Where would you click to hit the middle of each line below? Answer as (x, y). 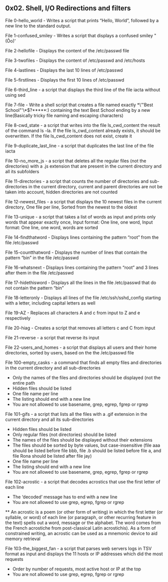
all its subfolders (22, 171)
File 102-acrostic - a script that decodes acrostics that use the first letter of (83, 482)
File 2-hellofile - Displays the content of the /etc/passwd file (67, 50)
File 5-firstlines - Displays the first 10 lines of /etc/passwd (65, 80)
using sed (15, 95)
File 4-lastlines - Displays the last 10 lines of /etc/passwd (64, 70)
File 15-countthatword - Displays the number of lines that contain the (76, 252)
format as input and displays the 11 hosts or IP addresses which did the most (84, 554)
